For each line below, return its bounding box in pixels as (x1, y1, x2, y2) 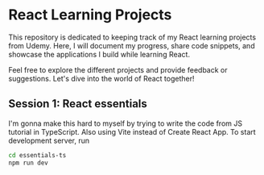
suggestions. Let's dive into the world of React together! (8, 73, 195, 83)
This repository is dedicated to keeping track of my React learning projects (8, 32, 256, 42)
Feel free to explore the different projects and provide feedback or (8, 65, 228, 74)
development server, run (8, 135, 90, 145)
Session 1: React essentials (8, 97, 147, 110)
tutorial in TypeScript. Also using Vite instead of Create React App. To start (8, 127, 256, 136)
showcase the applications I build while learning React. (8, 49, 191, 59)
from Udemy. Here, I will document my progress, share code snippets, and (8, 40, 255, 50)
